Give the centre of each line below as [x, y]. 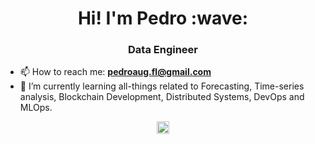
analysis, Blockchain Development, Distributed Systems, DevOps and [162, 97]
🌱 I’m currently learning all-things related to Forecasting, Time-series [162, 86]
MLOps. [36, 108]
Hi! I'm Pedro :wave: [163, 18]
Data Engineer [163, 50]
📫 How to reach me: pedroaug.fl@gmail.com [115, 72]
